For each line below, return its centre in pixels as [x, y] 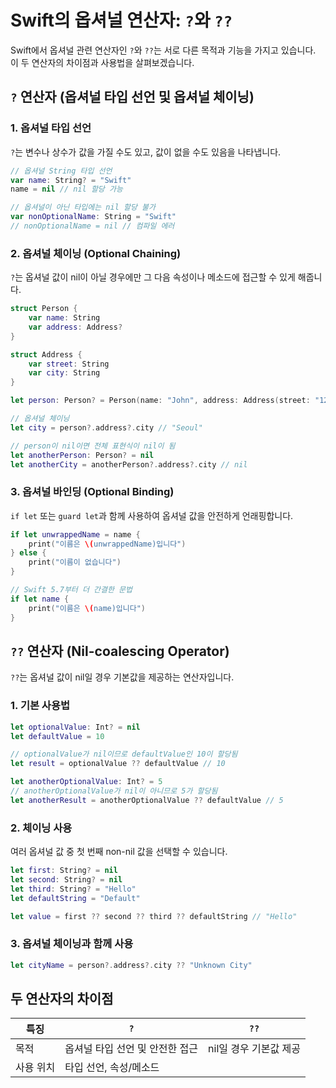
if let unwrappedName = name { [75, 534]
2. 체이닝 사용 [41, 828]
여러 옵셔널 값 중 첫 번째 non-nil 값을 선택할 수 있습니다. [119, 852]
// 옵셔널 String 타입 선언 [61, 171]
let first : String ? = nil [64, 871]
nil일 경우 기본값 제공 [254, 1049]
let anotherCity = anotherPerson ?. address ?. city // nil [129, 464]
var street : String [69, 364]
